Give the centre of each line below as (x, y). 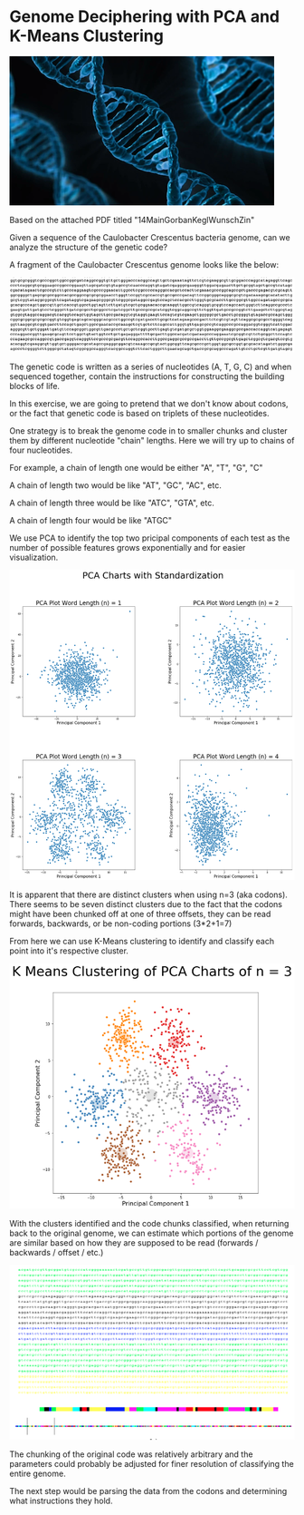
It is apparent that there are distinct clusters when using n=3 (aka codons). (148, 894)
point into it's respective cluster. (69, 951)
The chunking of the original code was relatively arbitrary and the (131, 1454)
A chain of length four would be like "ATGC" (91, 520)
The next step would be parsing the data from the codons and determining (148, 1491)
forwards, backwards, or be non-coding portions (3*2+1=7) (121, 924)
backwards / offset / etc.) (57, 1252)
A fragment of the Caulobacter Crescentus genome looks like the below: (144, 264)
